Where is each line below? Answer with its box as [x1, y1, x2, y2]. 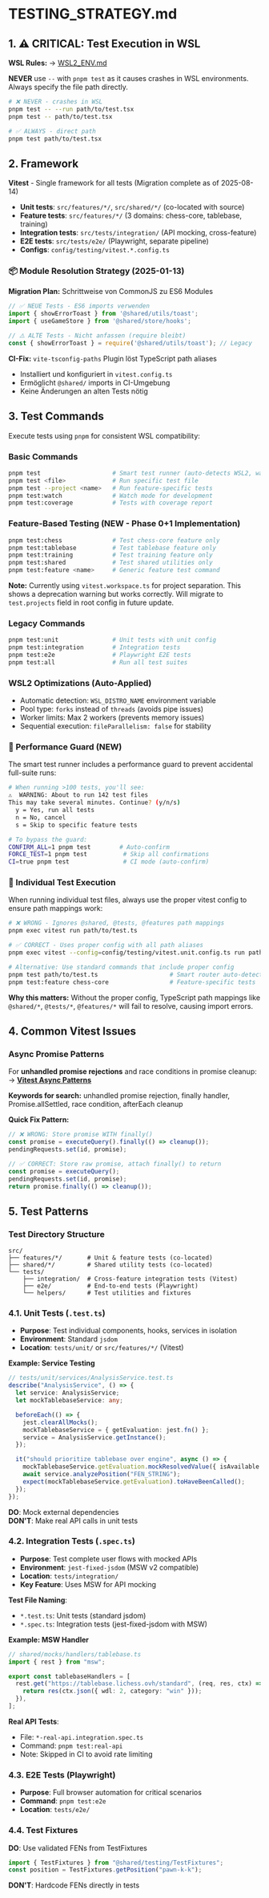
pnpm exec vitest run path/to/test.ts [8, 927, 138, 935]
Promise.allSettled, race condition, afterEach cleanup [8, 1100, 183, 1109]
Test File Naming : [8, 1595, 68, 1605]
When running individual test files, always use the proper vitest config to [8, 895, 247, 904]
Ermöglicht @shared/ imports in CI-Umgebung [19, 378, 171, 387]
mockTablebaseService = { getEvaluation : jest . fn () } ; [22, 1426, 210, 1434]
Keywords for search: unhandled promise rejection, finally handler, [8, 1091, 231, 1100]
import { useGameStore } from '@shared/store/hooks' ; [8, 317, 192, 325]
